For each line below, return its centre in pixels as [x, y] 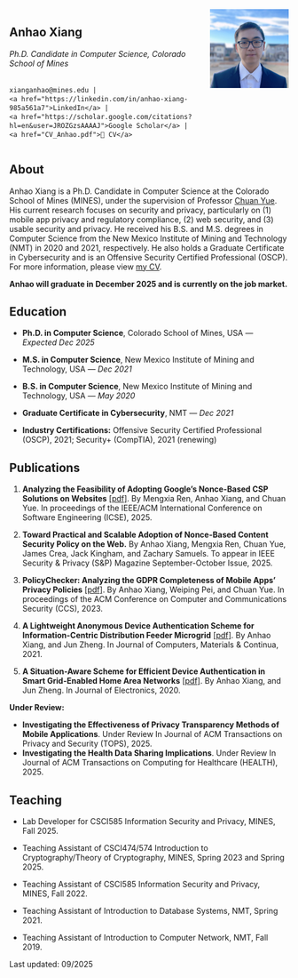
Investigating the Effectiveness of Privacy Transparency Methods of [150, 725]
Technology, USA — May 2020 [78, 396]
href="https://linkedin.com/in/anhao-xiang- [105, 99]
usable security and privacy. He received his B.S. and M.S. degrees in [137, 228]
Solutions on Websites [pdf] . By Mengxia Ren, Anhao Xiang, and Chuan [154, 499]
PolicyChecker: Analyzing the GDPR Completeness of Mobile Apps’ [149, 581]
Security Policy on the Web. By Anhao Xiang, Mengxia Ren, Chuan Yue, [154, 544]
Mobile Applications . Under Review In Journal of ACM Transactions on [152, 734]
